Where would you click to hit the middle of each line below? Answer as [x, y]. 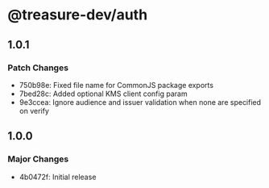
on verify [34, 111]
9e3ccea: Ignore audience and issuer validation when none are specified [140, 102]
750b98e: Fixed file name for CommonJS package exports [116, 85]
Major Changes [38, 159]
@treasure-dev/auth [78, 15]
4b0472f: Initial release [58, 177]
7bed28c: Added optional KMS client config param [103, 94]
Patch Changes [38, 68]
